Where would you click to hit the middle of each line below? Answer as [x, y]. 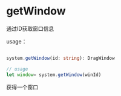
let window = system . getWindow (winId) [54, 75]
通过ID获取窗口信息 [30, 28]
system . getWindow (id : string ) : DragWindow [60, 58]
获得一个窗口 [22, 87]
